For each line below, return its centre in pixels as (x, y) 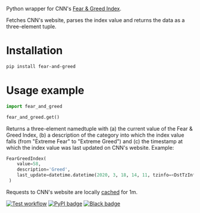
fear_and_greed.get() (33, 117)
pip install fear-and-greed (41, 66)
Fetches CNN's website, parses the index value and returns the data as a (96, 20)
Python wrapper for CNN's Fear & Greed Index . (64, 9)
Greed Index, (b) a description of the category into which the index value (95, 135)
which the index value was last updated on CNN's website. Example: (90, 147)
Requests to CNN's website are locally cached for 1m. (72, 192)
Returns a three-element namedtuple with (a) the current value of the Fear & (99, 128)
